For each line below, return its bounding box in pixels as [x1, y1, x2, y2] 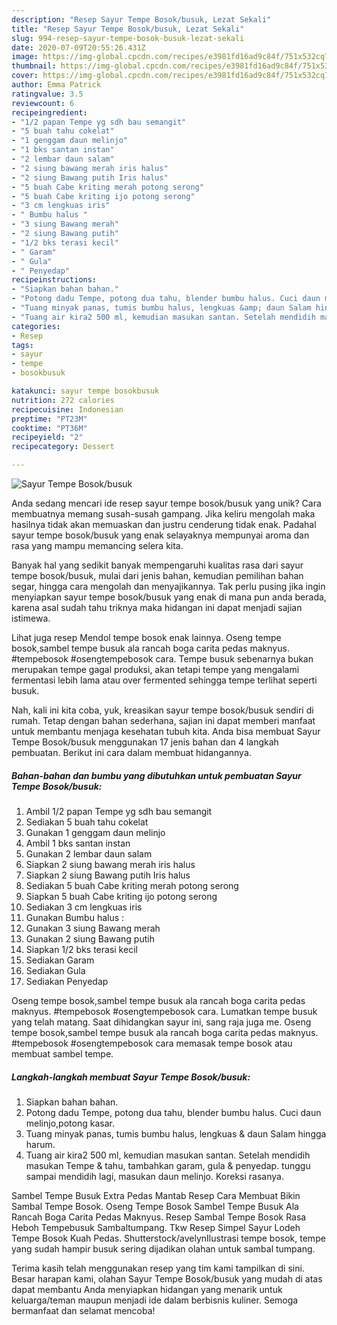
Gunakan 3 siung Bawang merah [25, 922, 161, 934]
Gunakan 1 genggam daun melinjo [25, 826, 166, 838]
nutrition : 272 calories [11, 395, 115, 405]
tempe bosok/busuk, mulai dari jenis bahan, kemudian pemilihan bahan [11, 570, 304, 581]
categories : [11, 321, 61, 331]
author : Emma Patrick [11, 80, 102, 90]
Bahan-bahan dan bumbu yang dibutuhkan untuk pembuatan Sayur [11, 769, 302, 781]
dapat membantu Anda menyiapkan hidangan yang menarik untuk [11, 1283, 283, 1295]
